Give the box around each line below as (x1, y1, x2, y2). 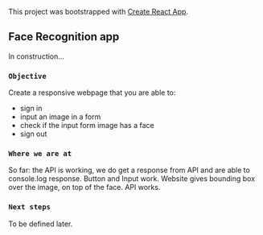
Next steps (8, 203, 51, 212)
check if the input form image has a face (19, 121, 154, 130)
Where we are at (8, 149, 72, 159)
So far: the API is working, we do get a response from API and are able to (8, 165, 251, 175)
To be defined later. (8, 219, 73, 229)
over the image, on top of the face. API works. (8, 183, 161, 192)
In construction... (8, 52, 64, 61)
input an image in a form (19, 112, 101, 122)
